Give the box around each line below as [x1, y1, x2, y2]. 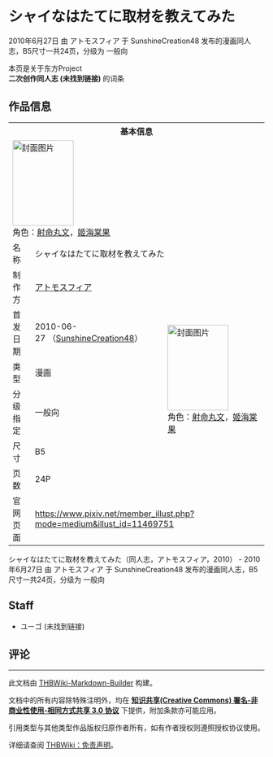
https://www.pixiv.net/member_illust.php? [35, 508, 195, 519]
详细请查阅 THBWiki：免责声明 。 [8, 740, 118, 750]
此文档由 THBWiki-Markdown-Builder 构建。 [8, 678, 157, 688]
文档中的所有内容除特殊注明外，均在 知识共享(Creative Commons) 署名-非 [8, 695, 258, 705]
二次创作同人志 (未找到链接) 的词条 [8, 73, 124, 83]
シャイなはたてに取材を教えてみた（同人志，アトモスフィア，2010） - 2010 [8, 554, 261, 564]
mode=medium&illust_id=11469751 [35, 518, 175, 529]
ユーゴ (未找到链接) [19, 621, 85, 631]
